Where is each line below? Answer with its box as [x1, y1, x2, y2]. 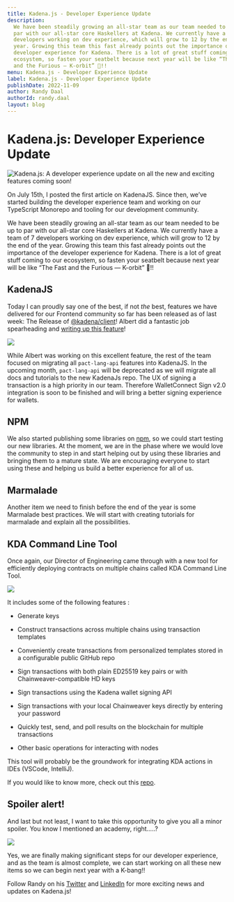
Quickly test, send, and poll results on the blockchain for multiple [17, 723, 204, 731]
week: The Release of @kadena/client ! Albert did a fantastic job [7, 317, 190, 325]
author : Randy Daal [7, 88, 64, 95]
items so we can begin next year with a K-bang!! [7, 866, 146, 874]
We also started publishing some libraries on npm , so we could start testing [7, 434, 224, 443]
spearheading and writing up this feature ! [7, 324, 126, 333]
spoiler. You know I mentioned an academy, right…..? [7, 824, 159, 833]
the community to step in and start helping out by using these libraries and [7, 449, 221, 458]
